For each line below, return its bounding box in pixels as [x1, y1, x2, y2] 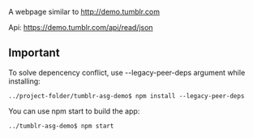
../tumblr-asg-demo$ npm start [8, 122, 114, 130]
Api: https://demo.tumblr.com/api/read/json [8, 23, 153, 32]
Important [8, 46, 60, 60]
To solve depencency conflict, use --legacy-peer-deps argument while [8, 67, 246, 77]
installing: [8, 76, 41, 86]
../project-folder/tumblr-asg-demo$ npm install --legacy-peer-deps [8, 92, 245, 100]
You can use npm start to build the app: [8, 106, 140, 116]
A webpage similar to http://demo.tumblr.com [8, 7, 161, 16]
